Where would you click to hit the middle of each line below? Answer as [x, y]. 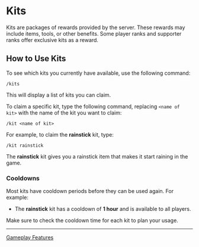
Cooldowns [23, 178]
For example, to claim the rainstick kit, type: [60, 134]
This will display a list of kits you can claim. [59, 95]
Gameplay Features [30, 237]
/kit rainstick [25, 145]
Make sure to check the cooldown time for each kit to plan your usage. [92, 220]
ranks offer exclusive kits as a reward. [52, 40]
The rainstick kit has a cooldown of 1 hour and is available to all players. [103, 209]
